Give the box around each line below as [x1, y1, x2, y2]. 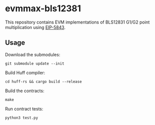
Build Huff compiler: [5, 70, 45, 75]
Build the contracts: [5, 88, 44, 94]
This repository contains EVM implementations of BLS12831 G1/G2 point [5, 19, 150, 25]
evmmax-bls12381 [5, 3, 82, 14]
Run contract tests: [5, 106, 44, 112]
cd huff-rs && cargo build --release [5, 79, 82, 84]
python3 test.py [5, 115, 38, 120]
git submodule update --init [5, 61, 65, 66]
